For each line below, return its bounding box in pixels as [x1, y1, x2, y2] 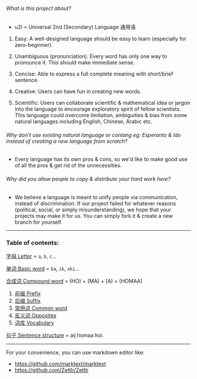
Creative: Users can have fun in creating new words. [14, 88, 142, 95]
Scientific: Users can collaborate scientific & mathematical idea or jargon [14, 100, 191, 107]
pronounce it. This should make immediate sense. [14, 59, 135, 66]
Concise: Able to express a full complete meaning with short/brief [14, 70, 174, 77]
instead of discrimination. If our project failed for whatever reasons [14, 200, 176, 207]
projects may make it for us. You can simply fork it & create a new [14, 212, 173, 219]
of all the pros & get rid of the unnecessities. [14, 162, 122, 169]
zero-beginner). [14, 42, 53, 49]
